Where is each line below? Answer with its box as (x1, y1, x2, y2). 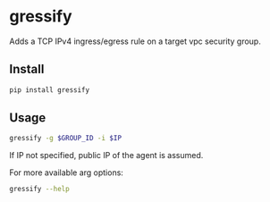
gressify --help (9, 185, 70, 194)
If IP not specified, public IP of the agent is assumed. (9, 150, 204, 161)
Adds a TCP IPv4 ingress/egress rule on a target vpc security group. (9, 36, 261, 46)
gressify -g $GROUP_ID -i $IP (9, 134, 122, 143)
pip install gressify (9, 85, 90, 95)
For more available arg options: (9, 167, 123, 178)
